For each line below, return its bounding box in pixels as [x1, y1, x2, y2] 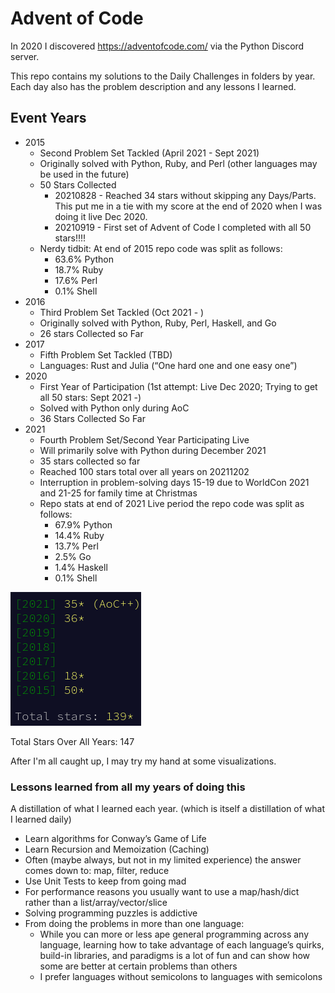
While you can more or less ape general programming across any [39, 928, 310, 941]
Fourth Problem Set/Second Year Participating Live [39, 433, 250, 446]
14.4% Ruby [54, 529, 105, 541]
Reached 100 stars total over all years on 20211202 [39, 465, 250, 477]
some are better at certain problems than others [39, 960, 238, 972]
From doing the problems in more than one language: [24, 918, 245, 930]
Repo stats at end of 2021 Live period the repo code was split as [39, 497, 305, 509]
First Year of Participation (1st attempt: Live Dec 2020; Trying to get [39, 380, 318, 392]
